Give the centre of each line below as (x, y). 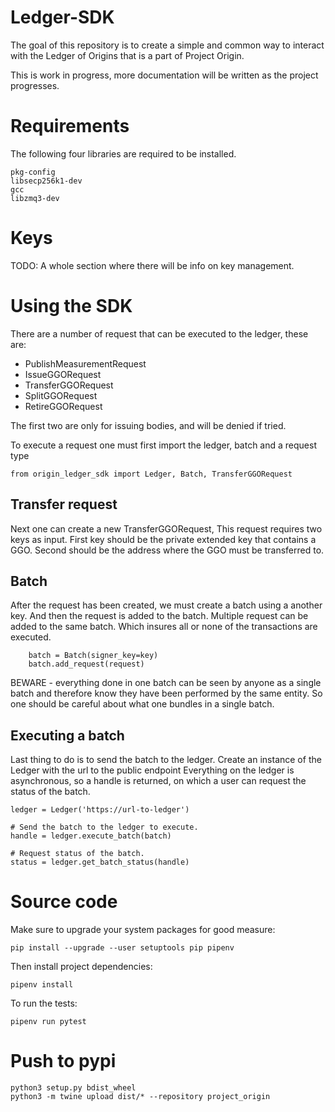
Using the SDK (71, 306)
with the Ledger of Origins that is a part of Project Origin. (127, 55)
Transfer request (64, 504)
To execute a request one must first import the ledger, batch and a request (163, 445)
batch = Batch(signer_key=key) (93, 656)
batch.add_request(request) (86, 664)
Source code (64, 902)
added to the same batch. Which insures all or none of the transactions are (164, 627)
